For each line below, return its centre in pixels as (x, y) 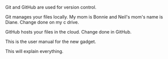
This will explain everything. (34, 51)
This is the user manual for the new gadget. (51, 41)
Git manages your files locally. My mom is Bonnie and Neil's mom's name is (84, 17)
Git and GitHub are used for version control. (51, 7)
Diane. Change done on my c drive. (42, 22)
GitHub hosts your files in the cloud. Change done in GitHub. (69, 32)
